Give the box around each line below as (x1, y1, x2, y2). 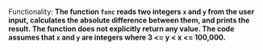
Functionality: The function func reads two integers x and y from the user (8, 7, 255, 16)
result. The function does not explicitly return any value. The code (8, 24, 235, 33)
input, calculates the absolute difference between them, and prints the (8, 15, 250, 25)
